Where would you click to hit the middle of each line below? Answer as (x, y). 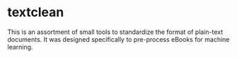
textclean (36, 12)
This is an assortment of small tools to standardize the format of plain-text (115, 32)
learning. (20, 47)
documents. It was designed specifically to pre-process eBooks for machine (118, 39)
